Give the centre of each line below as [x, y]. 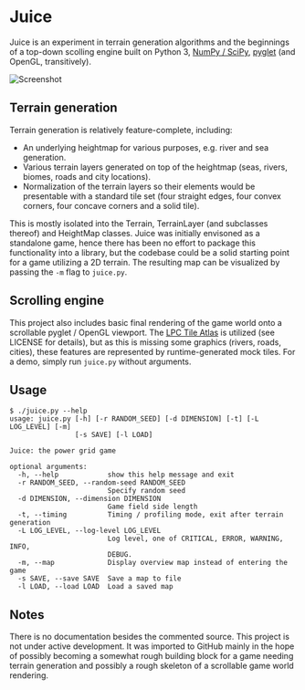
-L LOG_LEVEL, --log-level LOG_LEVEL [89, 531]
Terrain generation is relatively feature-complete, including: [121, 130]
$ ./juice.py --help [49, 411]
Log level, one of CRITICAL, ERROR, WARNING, [195, 539]
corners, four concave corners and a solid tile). [111, 205]
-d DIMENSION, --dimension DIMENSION [89, 499]
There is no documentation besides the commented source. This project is [150, 637]
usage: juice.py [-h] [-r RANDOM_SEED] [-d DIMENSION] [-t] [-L [134, 419]
